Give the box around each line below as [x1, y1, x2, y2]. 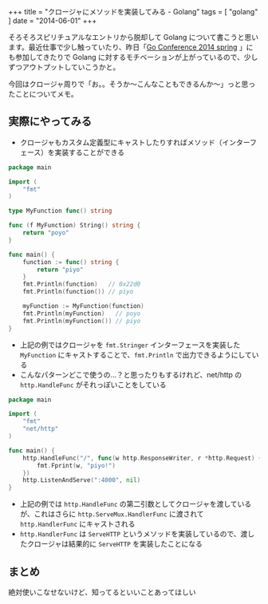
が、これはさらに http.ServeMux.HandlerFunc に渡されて [19, 509, 204, 519]
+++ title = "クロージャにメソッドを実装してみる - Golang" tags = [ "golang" [8, 7, 258, 16]
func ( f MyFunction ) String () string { [8, 222, 141, 230]
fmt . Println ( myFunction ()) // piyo [22, 317, 141, 325]
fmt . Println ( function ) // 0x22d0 [22, 280, 141, 289]
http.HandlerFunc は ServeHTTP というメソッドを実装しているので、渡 [19, 529, 248, 539]
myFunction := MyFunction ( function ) [22, 302, 145, 310]
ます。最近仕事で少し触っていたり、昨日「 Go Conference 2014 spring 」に [8, 42, 254, 52]
